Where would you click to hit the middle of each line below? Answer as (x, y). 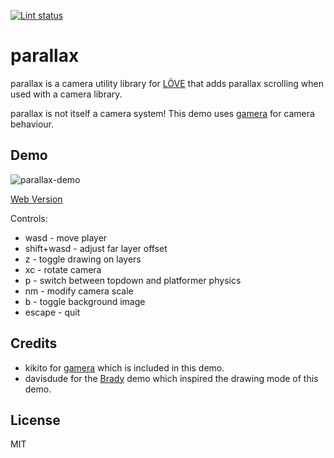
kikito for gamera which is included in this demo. (124, 367)
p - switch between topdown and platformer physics (133, 280)
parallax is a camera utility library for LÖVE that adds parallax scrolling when (167, 83)
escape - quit (52, 312)
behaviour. (32, 124)
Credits (34, 343)
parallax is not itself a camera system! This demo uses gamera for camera (162, 113)
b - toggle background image (85, 301)
